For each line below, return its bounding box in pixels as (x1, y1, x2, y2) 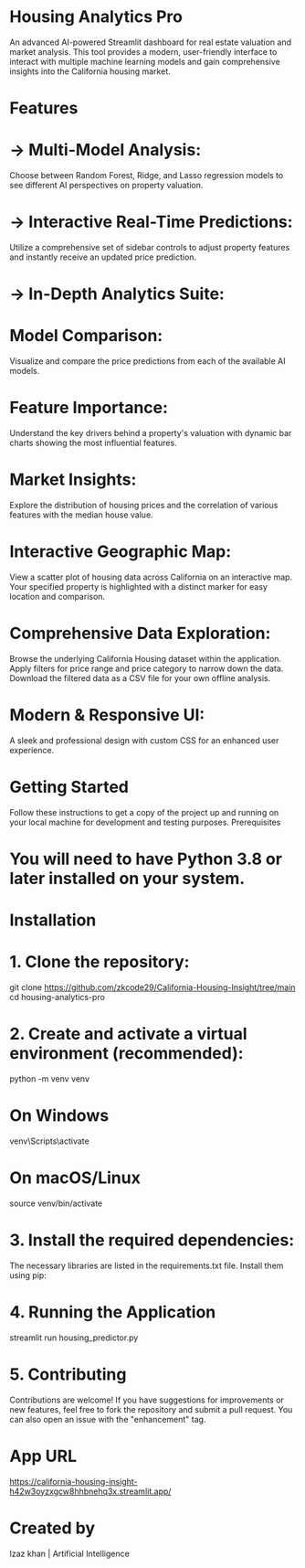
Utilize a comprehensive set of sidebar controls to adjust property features (9, 242, 290, 252)
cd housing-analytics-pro (9, 992, 105, 1003)
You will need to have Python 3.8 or (9, 848, 283, 869)
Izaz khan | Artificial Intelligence (9, 1548, 130, 1559)
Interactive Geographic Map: (9, 541, 232, 562)
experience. (9, 744, 55, 755)
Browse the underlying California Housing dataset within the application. (9, 653, 281, 664)
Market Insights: (9, 469, 137, 490)
